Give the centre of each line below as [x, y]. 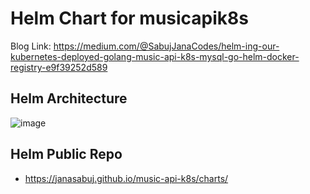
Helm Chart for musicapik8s [129, 18]
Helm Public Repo [66, 154]
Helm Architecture [69, 98]
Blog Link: [31, 46]
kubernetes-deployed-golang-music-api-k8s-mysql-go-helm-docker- [155, 56]
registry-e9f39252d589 [59, 67]
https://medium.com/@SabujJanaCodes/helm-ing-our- [166, 46]
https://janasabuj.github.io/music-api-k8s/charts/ [126, 178]
